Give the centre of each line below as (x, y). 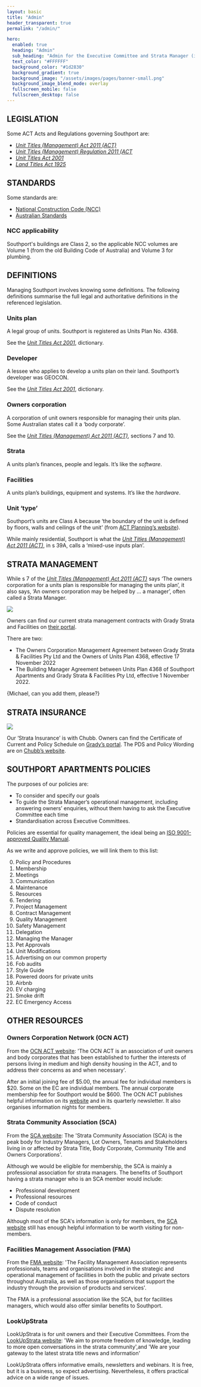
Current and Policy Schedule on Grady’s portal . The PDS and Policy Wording (101, 744)
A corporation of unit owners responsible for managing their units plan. (94, 418)
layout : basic (24, 12)
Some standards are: (33, 197)
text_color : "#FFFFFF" (40, 61)
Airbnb (24, 983)
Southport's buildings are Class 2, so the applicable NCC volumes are (92, 244)
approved (18, 839)
